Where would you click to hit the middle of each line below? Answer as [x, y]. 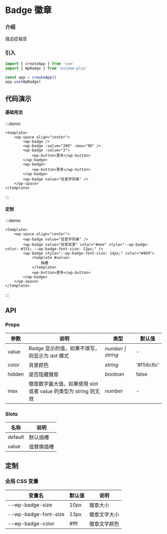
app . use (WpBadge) [23, 82]
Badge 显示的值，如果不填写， [64, 348]
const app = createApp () [31, 77]
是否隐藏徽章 [43, 374]
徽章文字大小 [104, 515]
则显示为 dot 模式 [49, 356]
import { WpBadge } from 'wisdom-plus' [46, 68]
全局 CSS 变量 [22, 481]
